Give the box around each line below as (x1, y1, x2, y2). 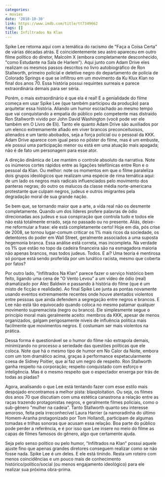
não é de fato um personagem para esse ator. (5, 147, 98, 153)
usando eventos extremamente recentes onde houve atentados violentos (5, 291, 154, 297)
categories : (5, 7, 30, 12)
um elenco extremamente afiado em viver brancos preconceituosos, (5, 127, 144, 132)
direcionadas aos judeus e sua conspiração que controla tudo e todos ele (5, 214, 154, 219)
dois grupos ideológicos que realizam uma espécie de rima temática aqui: (5, 173, 155, 178)
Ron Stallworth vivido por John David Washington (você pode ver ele (5, 116, 145, 122)
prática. (5, 328, 21, 334)
